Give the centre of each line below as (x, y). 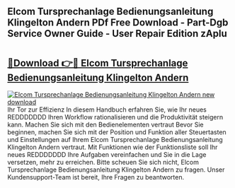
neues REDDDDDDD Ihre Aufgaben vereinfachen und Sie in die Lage (107, 154)
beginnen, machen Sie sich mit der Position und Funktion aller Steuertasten (117, 132)
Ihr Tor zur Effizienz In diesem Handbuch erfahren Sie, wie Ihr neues (107, 110)
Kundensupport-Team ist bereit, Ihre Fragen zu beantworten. (96, 177)
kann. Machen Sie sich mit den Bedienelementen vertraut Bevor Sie (105, 124)
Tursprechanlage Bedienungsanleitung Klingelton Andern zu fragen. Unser (116, 170)
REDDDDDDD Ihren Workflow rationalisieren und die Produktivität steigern (115, 117)
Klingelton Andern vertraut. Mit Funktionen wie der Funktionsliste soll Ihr (113, 147)
